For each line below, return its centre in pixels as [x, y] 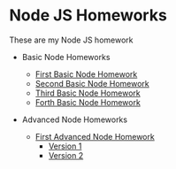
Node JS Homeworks [88, 15]
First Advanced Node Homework [95, 136]
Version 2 [66, 155]
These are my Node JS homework [71, 40]
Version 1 [65, 146]
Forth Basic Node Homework [88, 102]
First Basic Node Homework [86, 74]
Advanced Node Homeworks [75, 119]
